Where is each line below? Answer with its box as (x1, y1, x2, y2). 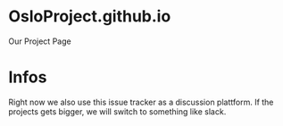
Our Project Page (8, 36, 72, 46)
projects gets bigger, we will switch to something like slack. (8, 105, 227, 117)
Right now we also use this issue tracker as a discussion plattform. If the (8, 97, 274, 107)
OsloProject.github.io (8, 6, 171, 27)
